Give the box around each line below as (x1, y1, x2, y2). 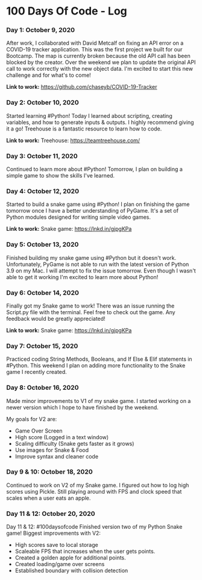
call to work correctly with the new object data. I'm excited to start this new (6, 65, 193, 72)
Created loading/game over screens (14, 561, 105, 568)
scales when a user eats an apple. (6, 494, 91, 501)
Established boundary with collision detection (14, 567, 128, 575)
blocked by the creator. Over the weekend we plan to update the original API (6, 59, 196, 66)
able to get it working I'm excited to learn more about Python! (6, 273, 159, 280)
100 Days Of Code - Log (6, 4, 128, 18)
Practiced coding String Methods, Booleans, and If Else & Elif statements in (6, 355, 192, 363)
